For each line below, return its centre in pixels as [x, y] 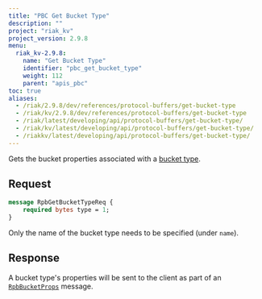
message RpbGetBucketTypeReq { [61, 202]
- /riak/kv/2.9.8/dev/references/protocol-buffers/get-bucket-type [131, 114]
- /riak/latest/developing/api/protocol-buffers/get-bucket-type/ [129, 121]
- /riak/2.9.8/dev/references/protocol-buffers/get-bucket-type [126, 106]
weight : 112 [43, 76]
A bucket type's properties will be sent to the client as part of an [115, 277]
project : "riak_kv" [41, 31]
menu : [17, 46]
